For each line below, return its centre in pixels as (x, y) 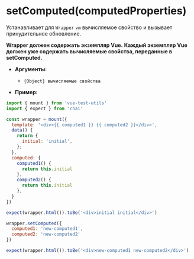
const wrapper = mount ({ (37, 119)
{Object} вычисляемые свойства (62, 81)
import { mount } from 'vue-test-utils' (57, 103)
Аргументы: (31, 69)
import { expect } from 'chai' (45, 108)
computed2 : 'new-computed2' (46, 234)
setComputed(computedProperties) (96, 11)
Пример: (26, 92)
